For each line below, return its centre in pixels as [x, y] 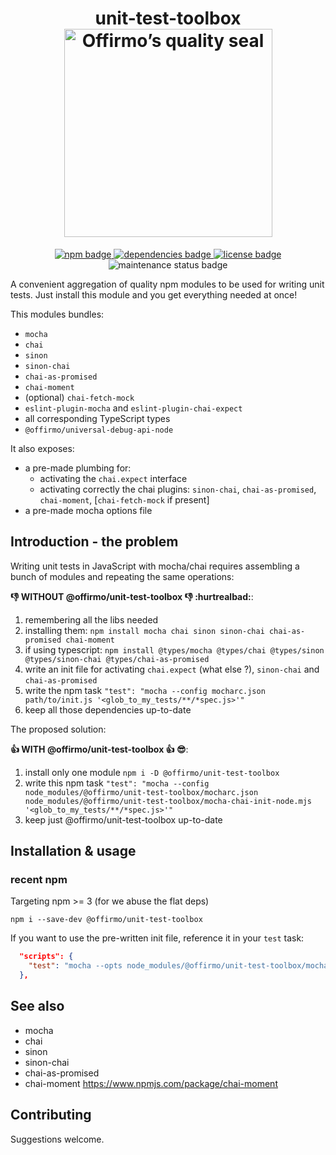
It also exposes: [42, 448]
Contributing [51, 1115]
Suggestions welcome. [57, 1139]
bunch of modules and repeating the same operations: [122, 576]
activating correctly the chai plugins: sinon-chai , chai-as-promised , [178, 489]
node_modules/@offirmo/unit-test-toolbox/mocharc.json [141, 792]
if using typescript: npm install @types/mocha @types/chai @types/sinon [174, 649]
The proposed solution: [58, 729]
